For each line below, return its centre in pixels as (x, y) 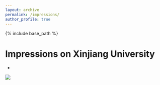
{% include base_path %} (32, 34)
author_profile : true (28, 19)
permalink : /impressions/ (32, 15)
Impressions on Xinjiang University (80, 54)
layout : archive (22, 10)
